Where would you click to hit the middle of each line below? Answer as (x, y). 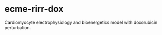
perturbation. (18, 27)
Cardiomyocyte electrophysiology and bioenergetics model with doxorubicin (81, 22)
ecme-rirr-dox (34, 9)
